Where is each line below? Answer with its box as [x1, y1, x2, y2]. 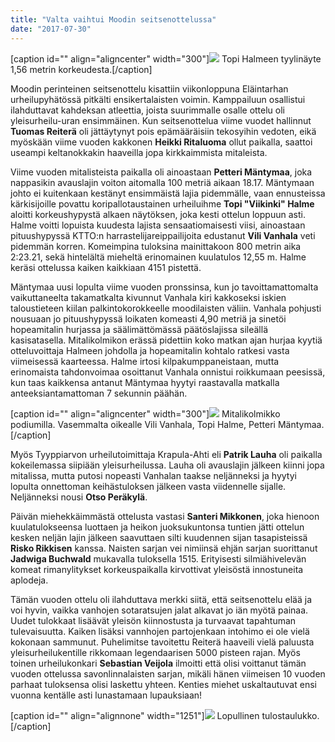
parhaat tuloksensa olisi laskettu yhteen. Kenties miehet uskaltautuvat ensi [10, 678, 317, 690]
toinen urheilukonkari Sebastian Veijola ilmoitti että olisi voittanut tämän [10, 657, 307, 669]
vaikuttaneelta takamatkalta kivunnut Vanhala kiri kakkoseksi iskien [10, 291, 287, 303]
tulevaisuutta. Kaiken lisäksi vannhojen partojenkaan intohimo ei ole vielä [10, 625, 310, 637]
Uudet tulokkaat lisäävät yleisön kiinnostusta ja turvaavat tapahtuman [10, 614, 297, 626]
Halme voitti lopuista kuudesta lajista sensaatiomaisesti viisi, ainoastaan [10, 219, 306, 231]
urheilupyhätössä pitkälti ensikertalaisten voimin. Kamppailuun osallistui [10, 93, 306, 105]
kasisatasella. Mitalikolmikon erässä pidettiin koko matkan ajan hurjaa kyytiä [10, 334, 323, 346]
